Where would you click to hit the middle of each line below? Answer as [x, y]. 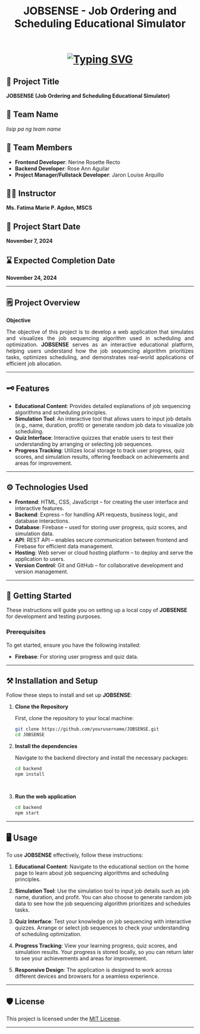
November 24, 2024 [32, 278]
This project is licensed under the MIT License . [64, 1019]
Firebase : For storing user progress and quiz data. [76, 656]
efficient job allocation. [34, 363]
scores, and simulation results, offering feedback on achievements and [102, 456]
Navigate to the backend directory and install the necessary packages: [101, 758]
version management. [41, 572]
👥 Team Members [39, 148]
